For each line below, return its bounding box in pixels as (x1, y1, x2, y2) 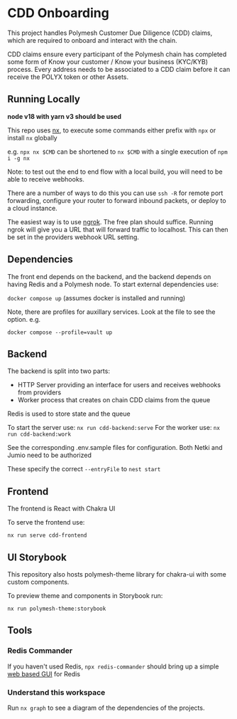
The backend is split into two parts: (7, 367, 110, 375)
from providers (17, 388, 62, 397)
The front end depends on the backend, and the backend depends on (7, 272, 211, 280)
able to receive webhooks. (7, 174, 85, 183)
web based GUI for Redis (7, 669, 80, 678)
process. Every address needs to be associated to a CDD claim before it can (7, 65, 231, 73)
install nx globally (7, 133, 58, 142)
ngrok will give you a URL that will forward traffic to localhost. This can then (7, 225, 228, 233)
